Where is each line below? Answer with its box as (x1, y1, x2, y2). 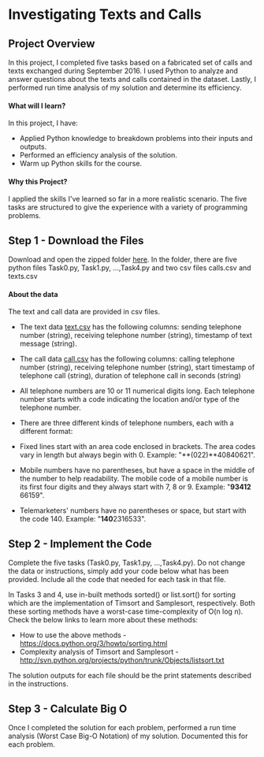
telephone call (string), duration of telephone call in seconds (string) (19, 371, 242, 380)
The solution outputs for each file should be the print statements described (8, 671, 252, 681)
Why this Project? (8, 176, 68, 186)
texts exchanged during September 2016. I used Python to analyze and (8, 66, 238, 76)
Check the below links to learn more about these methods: (8, 615, 199, 625)
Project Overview (8, 37, 95, 50)
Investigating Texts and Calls (8, 6, 203, 24)
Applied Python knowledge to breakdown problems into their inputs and (19, 134, 253, 143)
